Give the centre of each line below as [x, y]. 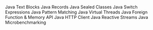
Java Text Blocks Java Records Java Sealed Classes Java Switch [71, 7]
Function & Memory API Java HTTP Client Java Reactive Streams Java [77, 17]
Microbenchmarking [26, 22]
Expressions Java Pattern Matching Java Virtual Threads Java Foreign [76, 12]
